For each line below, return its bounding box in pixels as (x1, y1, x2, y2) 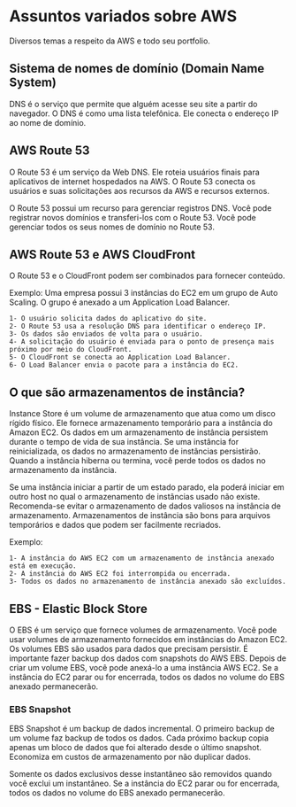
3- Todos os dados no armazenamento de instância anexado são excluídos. (9, 578, 287, 586)
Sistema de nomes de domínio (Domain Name (9, 61, 265, 76)
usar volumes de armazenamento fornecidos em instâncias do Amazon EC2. (9, 634, 288, 644)
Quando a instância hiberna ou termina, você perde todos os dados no (9, 455, 267, 466)
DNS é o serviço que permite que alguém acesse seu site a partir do (9, 98, 258, 109)
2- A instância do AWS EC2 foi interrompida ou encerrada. (9, 570, 231, 578)
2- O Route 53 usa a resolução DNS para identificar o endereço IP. (9, 322, 267, 331)
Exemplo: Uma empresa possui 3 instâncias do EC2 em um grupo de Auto (9, 288, 278, 299)
